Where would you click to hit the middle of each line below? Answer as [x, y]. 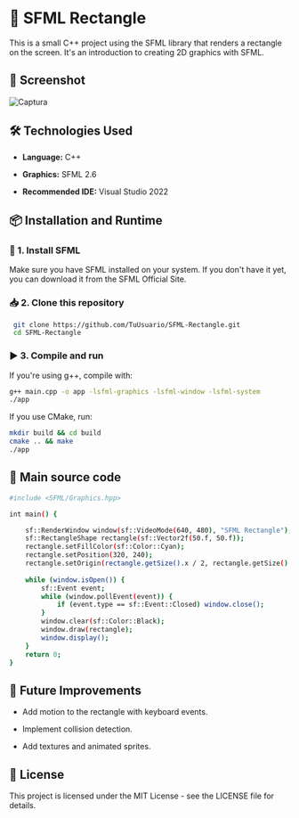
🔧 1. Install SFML [45, 250]
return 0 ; [44, 654]
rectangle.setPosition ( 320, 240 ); [89, 555]
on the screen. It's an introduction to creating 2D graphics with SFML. [137, 52]
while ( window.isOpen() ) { [75, 580]
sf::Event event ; [73, 588]
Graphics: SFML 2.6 [59, 174]
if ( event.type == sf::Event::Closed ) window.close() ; [161, 605]
